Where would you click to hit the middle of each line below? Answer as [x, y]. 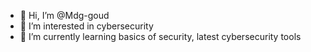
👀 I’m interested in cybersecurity [86, 26]
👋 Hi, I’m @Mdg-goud [64, 15]
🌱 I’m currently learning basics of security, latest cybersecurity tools [160, 36]
